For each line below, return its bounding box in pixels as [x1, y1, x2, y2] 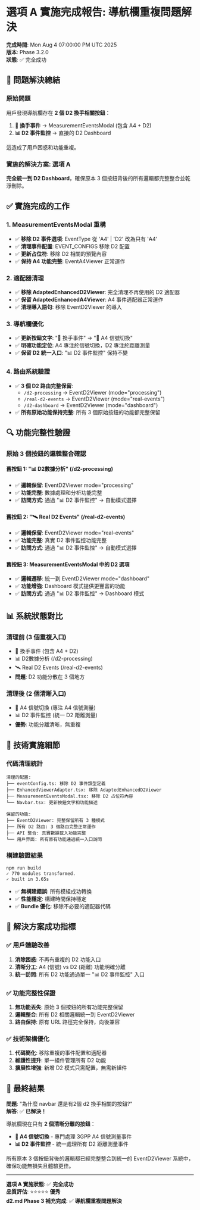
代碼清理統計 [6, 759, 43, 768]
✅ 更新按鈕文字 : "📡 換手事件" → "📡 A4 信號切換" [14, 334, 133, 342]
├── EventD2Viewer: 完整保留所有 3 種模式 [6, 818, 105, 824]
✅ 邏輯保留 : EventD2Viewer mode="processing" [14, 482, 134, 489]
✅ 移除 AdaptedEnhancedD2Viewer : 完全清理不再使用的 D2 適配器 [14, 288, 180, 295]
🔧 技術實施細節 [6, 740, 61, 750]
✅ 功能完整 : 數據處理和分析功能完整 [14, 489, 102, 496]
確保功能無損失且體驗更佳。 [6, 1162, 74, 1170]
